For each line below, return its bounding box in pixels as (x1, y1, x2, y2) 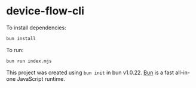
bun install (6, 35, 36, 41)
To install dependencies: (6, 24, 67, 31)
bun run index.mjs (6, 58, 52, 64)
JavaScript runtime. (17, 75, 66, 82)
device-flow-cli (6, 4, 85, 18)
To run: (6, 46, 24, 53)
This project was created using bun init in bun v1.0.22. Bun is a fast (6, 69, 174, 76)
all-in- (175, 69, 190, 76)
